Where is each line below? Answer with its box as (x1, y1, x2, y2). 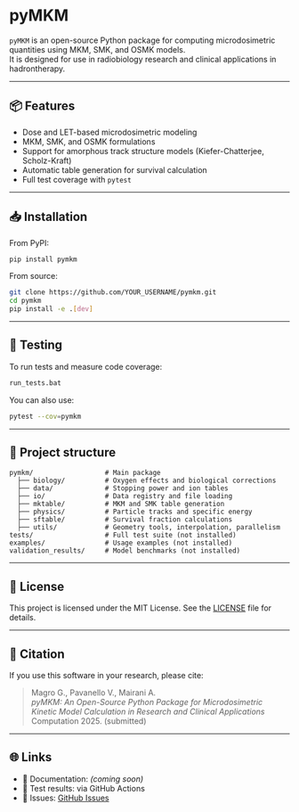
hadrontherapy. (9, 63, 66, 74)
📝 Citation (9, 646, 65, 661)
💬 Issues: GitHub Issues (21, 792, 109, 803)
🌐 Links (9, 750, 53, 765)
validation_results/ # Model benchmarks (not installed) (9, 546, 241, 555)
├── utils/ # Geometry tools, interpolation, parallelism (17, 523, 280, 532)
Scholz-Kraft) (21, 155, 72, 166)
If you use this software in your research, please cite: (9, 670, 204, 681)
